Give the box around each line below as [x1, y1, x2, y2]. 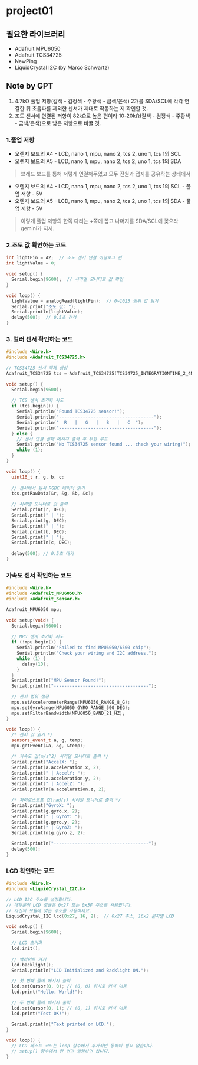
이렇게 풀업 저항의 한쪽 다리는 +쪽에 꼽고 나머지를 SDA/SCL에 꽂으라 [20, 217, 179, 225]
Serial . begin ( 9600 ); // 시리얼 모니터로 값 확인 [11, 276, 124, 283]
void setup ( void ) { [6, 617, 54, 623]
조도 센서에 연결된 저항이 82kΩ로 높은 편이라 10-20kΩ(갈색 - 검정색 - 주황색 [14, 112, 190, 119]
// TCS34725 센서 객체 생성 [6, 365, 68, 371]
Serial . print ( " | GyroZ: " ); [11, 825, 83, 831]
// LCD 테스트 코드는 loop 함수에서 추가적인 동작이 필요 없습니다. [11, 1043, 154, 1049]
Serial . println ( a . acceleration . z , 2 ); [11, 786, 107, 792]
